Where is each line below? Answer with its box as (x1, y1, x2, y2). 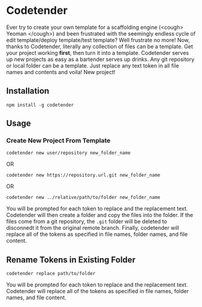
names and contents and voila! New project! (6, 68, 116, 75)
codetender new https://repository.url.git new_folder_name (6, 172, 161, 179)
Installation (6, 86, 49, 97)
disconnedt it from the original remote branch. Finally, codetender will (6, 224, 180, 232)
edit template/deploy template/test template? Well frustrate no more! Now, (6, 36, 190, 43)
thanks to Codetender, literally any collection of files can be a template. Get (6, 43, 194, 50)
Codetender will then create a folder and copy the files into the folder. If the (6, 212, 194, 219)
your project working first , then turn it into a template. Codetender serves (6, 49, 189, 56)
